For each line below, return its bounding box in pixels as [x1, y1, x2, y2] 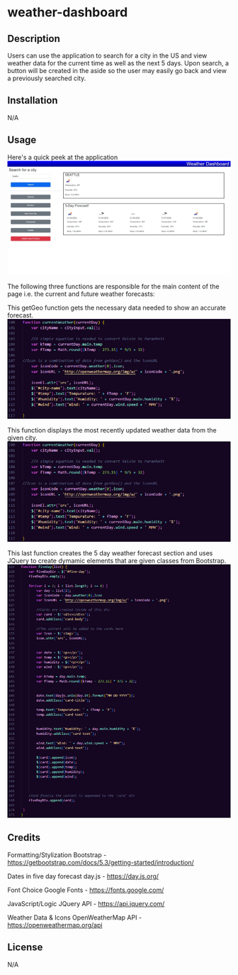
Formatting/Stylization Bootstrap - [7, 850, 107, 859]
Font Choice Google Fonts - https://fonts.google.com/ [7, 886, 164, 894]
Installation [7, 94, 58, 107]
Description [7, 33, 60, 45]
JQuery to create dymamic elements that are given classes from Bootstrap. [7, 556, 227, 565]
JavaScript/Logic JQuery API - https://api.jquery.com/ [7, 899, 165, 908]
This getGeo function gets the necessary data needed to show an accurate [7, 303, 227, 312]
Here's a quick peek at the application [7, 153, 118, 161]
